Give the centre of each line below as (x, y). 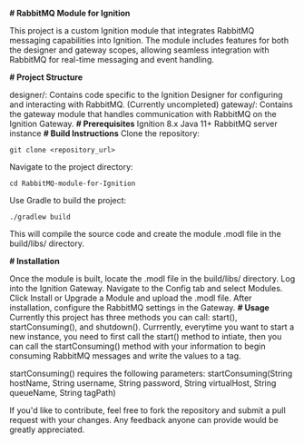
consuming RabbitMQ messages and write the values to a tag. (126, 356)
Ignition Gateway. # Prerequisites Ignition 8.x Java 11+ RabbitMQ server (144, 123)
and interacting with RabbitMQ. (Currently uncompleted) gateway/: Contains (151, 104)
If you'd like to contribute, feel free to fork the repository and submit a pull (147, 410)
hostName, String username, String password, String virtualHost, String (143, 383)
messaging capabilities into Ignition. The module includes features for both (149, 40)
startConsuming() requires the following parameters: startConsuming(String (151, 373)
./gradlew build (40, 217)
